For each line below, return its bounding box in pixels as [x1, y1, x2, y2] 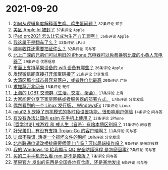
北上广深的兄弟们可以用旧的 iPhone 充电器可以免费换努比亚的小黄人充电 [13, 51, 163, 58]
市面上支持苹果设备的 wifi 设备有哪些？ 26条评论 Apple [13, 64, 124, 71]
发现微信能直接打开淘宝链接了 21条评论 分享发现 [13, 71, 109, 77]
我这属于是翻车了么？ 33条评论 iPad [13, 39, 85, 45]
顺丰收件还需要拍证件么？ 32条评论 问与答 [13, 45, 96, 51]
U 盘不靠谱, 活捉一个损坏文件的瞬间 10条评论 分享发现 [13, 134, 120, 140]
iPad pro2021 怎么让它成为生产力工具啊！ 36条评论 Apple [13, 33, 129, 39]
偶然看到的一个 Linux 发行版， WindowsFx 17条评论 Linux [13, 102, 131, 108]
